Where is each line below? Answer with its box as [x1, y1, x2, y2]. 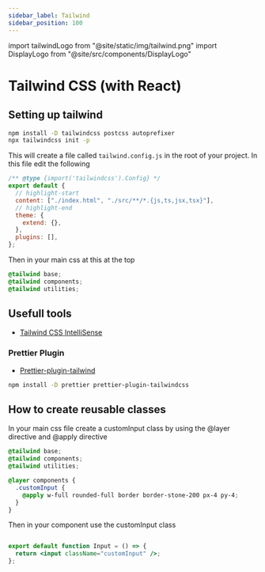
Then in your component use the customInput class [8, 520, 176, 530]
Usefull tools [8, 307, 73, 320]
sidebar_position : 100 [8, 19, 83, 27]
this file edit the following [8, 159, 91, 169]
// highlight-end [15, 203, 73, 212]
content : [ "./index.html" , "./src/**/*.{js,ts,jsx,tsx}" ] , [15, 196, 214, 204]
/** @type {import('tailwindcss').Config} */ [8, 175, 161, 183]
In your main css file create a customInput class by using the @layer [8, 424, 231, 434]
